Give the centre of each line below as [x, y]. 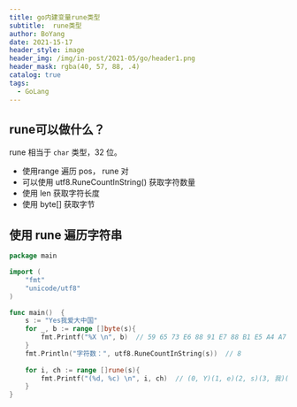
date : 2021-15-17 [41, 42]
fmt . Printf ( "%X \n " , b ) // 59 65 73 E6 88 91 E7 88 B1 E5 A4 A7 [164, 337]
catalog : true [35, 75]
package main [33, 256]
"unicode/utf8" [53, 288]
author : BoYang [37, 34]
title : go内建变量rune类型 [55, 17]
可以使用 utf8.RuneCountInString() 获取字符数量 [109, 182]
